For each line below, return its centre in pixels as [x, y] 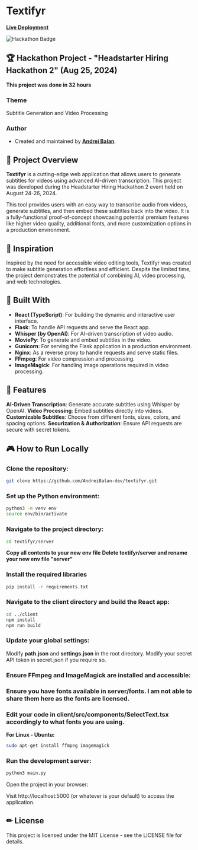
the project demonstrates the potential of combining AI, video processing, [96, 275]
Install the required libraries [47, 575]
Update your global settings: [48, 641]
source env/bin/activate [37, 514]
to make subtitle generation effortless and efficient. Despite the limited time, [98, 269]
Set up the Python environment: [53, 496]
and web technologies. [34, 281]
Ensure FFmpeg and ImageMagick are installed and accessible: [98, 675]
